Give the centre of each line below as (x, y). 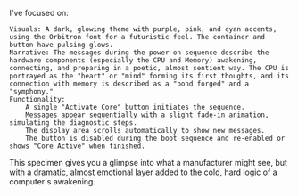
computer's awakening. (53, 181)
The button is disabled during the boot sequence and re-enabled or (155, 138)
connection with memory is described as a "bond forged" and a (129, 84)
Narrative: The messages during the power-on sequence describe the (139, 53)
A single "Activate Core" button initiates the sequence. (135, 107)
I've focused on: (39, 13)
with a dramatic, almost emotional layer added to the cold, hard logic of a (144, 172)
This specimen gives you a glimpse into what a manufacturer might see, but (149, 163)
